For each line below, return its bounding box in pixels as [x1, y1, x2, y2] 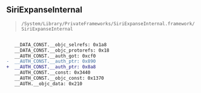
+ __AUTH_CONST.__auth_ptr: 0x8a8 [6, 64, 96, 70]
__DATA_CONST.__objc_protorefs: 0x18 [14, 47, 110, 53]
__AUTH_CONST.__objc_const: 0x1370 [14, 75, 104, 82]
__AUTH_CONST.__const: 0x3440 [14, 70, 91, 76]
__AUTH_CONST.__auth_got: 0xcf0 [14, 53, 96, 59]
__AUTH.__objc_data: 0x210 [14, 80, 83, 86]
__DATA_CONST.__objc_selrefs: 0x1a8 [14, 41, 107, 47]
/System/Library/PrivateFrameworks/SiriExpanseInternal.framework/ [21, 20, 195, 26]
